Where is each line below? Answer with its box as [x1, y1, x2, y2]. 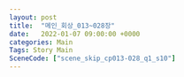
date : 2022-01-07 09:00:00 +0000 [9, 29, 141, 38]
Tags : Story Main [9, 46, 73, 55]
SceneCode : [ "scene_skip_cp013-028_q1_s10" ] [9, 54, 176, 63]
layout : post [9, 12, 57, 22]
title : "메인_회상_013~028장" [9, 21, 115, 30]
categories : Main [9, 37, 73, 47]
